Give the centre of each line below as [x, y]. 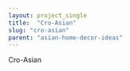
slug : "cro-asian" [39, 30]
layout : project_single [48, 15]
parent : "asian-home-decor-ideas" [66, 37]
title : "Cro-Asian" [43, 23]
